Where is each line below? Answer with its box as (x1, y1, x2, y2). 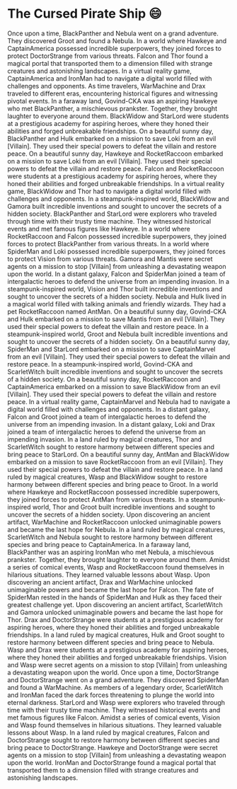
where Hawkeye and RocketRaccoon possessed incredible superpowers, (7, 488, 221, 496)
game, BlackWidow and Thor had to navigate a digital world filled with (7, 187, 211, 195)
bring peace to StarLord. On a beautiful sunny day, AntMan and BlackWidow (7, 450, 230, 459)
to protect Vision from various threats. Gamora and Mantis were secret (7, 254, 214, 263)
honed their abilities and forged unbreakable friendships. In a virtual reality (7, 179, 225, 188)
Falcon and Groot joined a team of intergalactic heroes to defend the (7, 413, 207, 421)
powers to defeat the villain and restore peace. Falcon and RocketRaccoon (7, 164, 224, 173)
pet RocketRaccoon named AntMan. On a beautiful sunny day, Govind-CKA (7, 307, 226, 316)
